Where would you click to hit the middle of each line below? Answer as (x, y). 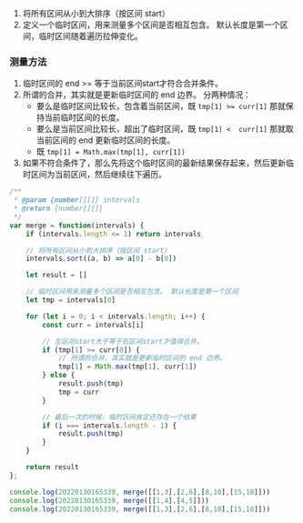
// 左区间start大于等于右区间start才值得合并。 (123, 341)
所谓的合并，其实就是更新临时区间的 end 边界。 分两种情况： (137, 95)
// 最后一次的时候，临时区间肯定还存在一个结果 (120, 417)
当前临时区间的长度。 (84, 117)
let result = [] (57, 276)
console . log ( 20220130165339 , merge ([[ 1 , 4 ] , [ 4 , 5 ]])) (109, 500)
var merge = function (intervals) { (77, 226)
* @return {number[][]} (58, 209)
